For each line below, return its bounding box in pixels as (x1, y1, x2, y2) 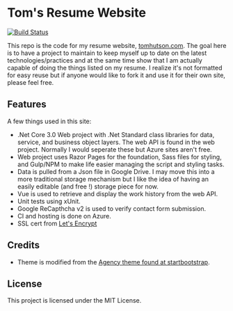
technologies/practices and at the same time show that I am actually (7, 56, 203, 64)
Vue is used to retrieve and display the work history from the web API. (17, 189, 218, 198)
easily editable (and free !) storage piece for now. (17, 182, 159, 191)
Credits (7, 239, 40, 251)
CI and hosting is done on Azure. (17, 212, 111, 220)
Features (7, 99, 47, 111)
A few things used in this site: (7, 117, 92, 125)
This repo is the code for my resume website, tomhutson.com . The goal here (7, 41, 227, 49)
